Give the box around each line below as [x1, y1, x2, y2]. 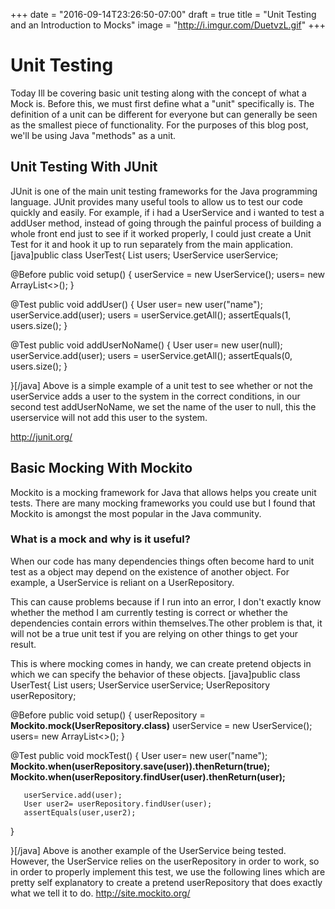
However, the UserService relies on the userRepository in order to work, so [10, 855, 320, 867]
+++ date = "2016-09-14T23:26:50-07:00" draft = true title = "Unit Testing [10, 9, 317, 20]
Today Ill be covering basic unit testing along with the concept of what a [10, 87, 307, 99]
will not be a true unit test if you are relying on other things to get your [10, 627, 299, 639]
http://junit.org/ [10, 430, 73, 443]
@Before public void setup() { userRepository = [10, 709, 206, 721]
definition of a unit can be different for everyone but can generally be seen [10, 108, 318, 120]
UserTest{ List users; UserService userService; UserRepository [10, 679, 271, 691]
